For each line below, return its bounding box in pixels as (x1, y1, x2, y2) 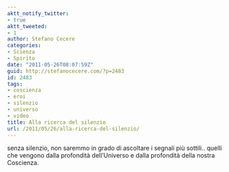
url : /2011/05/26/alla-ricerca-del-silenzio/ (7, 125, 140, 132)
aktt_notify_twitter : (7, 10, 69, 17)
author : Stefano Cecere (7, 36, 76, 43)
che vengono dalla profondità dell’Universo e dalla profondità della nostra (7, 151, 215, 160)
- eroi (7, 94, 26, 100)
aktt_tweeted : (7, 23, 48, 30)
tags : (7, 80, 23, 87)
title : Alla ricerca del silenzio (7, 118, 107, 126)
